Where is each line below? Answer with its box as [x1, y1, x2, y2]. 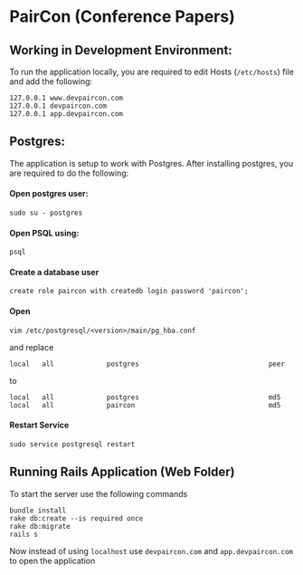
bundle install [9, 505, 67, 515]
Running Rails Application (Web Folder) [9, 465, 235, 480]
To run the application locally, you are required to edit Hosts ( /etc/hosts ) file [9, 66, 294, 77]
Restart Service [9, 419, 70, 431]
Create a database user [9, 266, 99, 277]
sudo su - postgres [9, 208, 83, 218]
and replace [9, 341, 54, 352]
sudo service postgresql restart [9, 439, 136, 449]
